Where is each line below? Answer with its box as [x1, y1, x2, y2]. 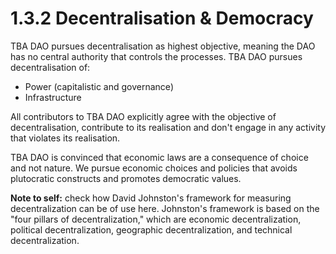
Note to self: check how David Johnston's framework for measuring [10, 192, 292, 204]
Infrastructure [24, 91, 82, 103]
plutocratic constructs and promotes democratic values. [10, 172, 242, 184]
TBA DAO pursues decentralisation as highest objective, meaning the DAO [10, 40, 316, 52]
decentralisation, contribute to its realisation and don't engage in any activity [10, 121, 326, 133]
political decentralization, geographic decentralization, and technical [10, 223, 293, 236]
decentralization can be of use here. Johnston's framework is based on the [10, 202, 320, 214]
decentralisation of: [10, 61, 91, 73]
